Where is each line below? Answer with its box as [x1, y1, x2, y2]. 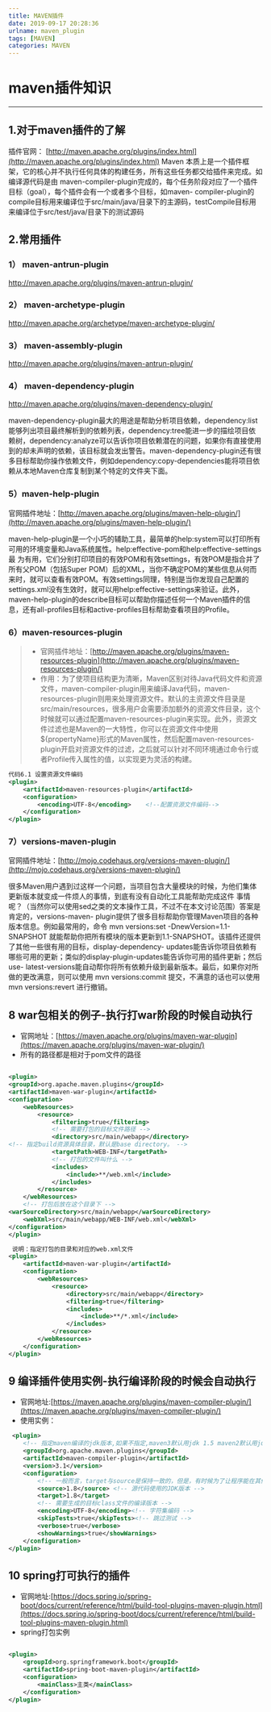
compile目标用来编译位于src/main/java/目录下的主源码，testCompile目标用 [8, 197, 256, 206]
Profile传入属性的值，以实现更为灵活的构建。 [47, 755, 197, 764]
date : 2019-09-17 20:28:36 [8, 19, 99, 27]
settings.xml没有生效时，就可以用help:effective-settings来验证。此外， [8, 584, 244, 594]
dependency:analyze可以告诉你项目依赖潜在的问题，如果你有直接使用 [29, 436, 262, 446]
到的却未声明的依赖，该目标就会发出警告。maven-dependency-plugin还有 [8, 446, 255, 456]
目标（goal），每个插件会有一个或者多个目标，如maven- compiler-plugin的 [8, 186, 255, 196]
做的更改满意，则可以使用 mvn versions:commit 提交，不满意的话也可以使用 [8, 973, 261, 982]
